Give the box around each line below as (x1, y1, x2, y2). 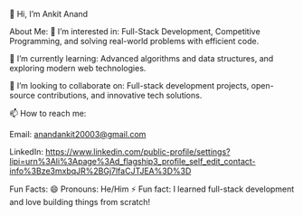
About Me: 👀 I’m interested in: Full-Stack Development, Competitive (9, 26, 260, 36)
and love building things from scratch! (9, 197, 151, 207)
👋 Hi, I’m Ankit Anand (9, 9, 89, 19)
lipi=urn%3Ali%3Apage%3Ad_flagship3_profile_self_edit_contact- (9, 156, 256, 166)
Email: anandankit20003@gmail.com (9, 129, 147, 139)
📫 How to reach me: (9, 108, 87, 118)
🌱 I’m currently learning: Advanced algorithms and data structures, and (9, 53, 274, 63)
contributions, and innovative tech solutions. (37, 90, 203, 100)
